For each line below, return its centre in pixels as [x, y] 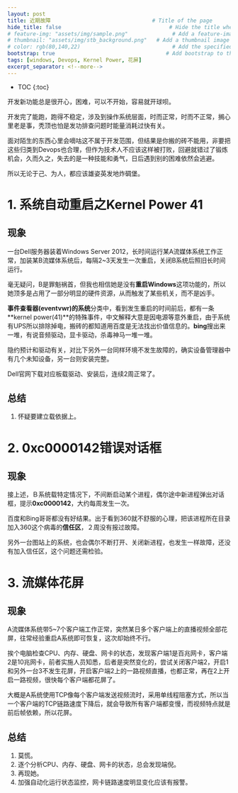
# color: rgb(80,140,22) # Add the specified [120, 47]
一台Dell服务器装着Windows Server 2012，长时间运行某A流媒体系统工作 [112, 251]
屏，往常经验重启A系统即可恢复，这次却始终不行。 [81, 638]
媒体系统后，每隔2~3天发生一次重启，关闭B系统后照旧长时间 [137, 260]
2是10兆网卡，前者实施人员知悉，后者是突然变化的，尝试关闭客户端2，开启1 [118, 662]
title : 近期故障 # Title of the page [110, 21]
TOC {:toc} [33, 87]
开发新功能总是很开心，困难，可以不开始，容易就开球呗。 [91, 101]
